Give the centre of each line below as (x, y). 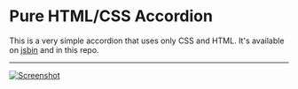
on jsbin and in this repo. (54, 49)
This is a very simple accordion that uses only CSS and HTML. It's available (147, 41)
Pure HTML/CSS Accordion (111, 16)
